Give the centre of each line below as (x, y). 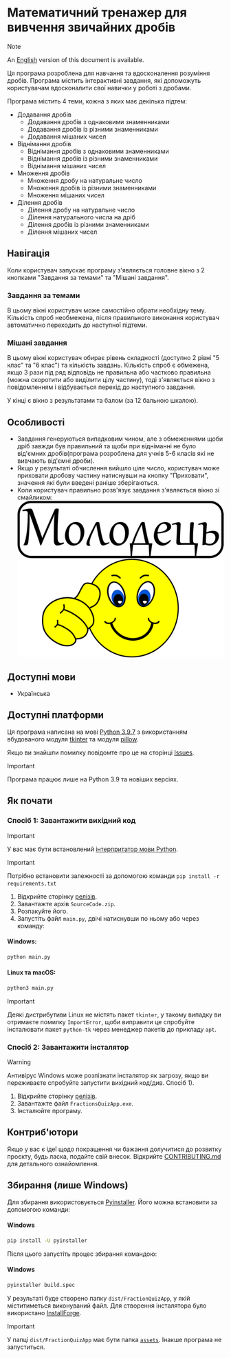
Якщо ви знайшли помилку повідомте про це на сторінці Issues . (101, 752)
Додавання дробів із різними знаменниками (92, 129)
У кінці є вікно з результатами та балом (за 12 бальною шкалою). (103, 401)
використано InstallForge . (44, 1312)
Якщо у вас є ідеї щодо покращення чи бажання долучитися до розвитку (114, 1149)
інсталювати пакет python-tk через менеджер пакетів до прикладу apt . (112, 1029)
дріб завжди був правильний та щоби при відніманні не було (107, 446)
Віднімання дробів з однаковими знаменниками (98, 151)
